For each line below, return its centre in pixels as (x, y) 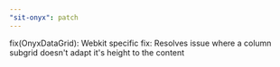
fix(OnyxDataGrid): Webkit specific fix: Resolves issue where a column (140, 43)
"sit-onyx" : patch (44, 17)
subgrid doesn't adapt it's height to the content (97, 52)
